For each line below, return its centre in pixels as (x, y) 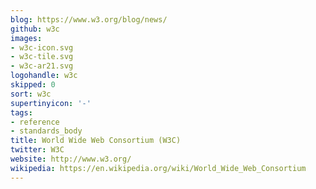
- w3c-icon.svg (42, 47)
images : (26, 38)
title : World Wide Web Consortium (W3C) (96, 141)
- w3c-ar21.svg (42, 66)
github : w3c (35, 29)
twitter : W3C (37, 150)
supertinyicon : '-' (51, 103)
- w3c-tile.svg (42, 57)
